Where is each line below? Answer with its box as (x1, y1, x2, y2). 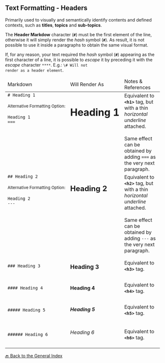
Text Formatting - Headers (5, 4, 87, 12)
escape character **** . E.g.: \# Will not (5, 62, 88, 68)
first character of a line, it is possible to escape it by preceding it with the (5, 56, 153, 63)
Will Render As (70, 81, 104, 88)
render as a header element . (5, 67, 64, 73)
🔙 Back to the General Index (5, 353, 63, 359)
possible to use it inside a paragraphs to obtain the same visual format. (5, 42, 149, 48)
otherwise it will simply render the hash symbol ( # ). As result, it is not (5, 37, 145, 43)
